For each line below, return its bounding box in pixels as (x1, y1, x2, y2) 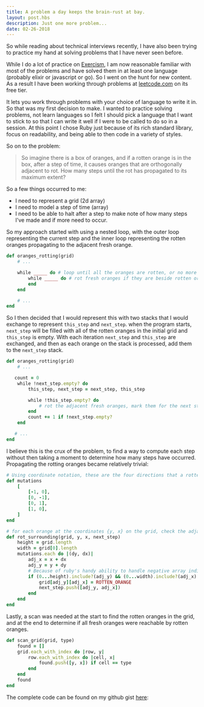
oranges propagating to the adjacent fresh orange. (6, 241, 133, 249)
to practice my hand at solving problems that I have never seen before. (6, 49, 183, 57)
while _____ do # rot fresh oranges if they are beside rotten (28, 275, 191, 281)
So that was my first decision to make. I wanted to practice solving (6, 105, 173, 112)
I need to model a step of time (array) (15, 204, 109, 211)
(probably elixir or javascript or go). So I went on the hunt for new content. (6, 74, 192, 81)
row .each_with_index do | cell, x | (28, 654, 115, 660)
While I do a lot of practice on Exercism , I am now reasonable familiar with (6, 61, 191, 68)
